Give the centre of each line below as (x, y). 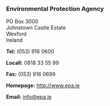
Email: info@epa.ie (29, 97)
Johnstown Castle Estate (36, 28)
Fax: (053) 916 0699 (31, 74)
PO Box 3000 (22, 22)
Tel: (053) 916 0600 (30, 52)
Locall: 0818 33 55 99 (33, 63)
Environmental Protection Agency (55, 9)
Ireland (15, 40)
